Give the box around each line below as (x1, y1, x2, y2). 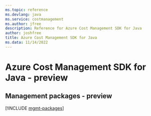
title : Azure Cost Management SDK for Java (5, 35, 97, 40)
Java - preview (5, 72, 68, 83)
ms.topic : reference (5, 7, 48, 12)
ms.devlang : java (5, 12, 41, 17)
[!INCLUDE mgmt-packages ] (5, 105, 64, 111)
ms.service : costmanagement (5, 16, 64, 21)
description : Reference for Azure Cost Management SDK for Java (5, 26, 142, 31)
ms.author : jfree (5, 21, 41, 26)
